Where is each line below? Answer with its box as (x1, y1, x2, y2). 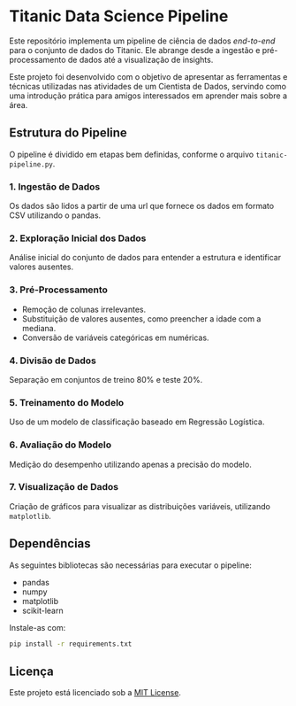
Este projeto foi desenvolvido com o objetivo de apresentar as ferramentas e (9, 71, 288, 81)
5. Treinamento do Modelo (9, 396, 125, 408)
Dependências (9, 536, 91, 551)
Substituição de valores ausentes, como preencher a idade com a (21, 313, 262, 324)
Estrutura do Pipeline (9, 126, 128, 141)
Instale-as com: (9, 622, 66, 632)
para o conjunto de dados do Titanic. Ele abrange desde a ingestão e (9, 44, 261, 55)
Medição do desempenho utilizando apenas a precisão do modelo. (9, 459, 252, 469)
